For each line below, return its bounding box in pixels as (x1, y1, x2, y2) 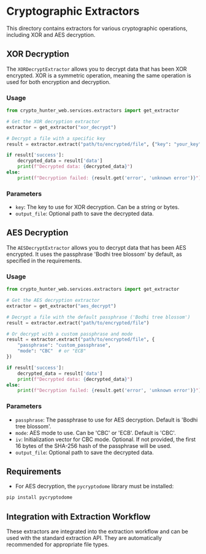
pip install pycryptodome (6, 494, 72, 501)
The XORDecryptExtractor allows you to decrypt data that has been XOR (6, 65, 187, 72)
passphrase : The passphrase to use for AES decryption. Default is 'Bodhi (15, 416, 198, 423)
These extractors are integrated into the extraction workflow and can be (6, 528, 188, 535)
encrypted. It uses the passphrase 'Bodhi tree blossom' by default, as (6, 250, 183, 258)
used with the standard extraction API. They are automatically (6, 534, 162, 542)
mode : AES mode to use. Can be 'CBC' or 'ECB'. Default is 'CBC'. (15, 429, 176, 436)
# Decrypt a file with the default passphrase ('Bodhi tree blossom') (6, 314, 191, 320)
